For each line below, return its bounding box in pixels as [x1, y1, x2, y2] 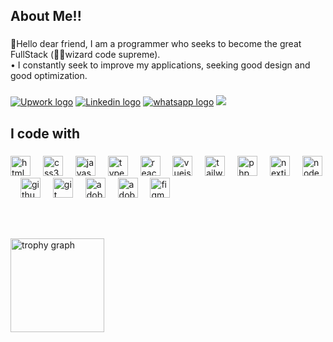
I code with [10, 125, 81, 142]
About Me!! [10, 8, 82, 25]
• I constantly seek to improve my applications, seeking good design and [10, 59, 311, 71]
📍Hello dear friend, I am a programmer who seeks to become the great [10, 38, 302, 50]
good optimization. [10, 70, 88, 82]
